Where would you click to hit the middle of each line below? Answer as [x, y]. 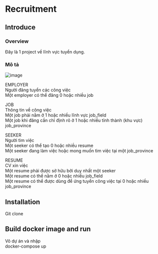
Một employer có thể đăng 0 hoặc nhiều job [49, 95]
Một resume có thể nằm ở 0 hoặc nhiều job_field [54, 176]
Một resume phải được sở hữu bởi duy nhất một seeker [61, 171]
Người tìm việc [20, 141]
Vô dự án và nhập [23, 241]
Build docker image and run [48, 229]
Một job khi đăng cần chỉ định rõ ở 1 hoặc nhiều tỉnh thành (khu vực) [74, 120]
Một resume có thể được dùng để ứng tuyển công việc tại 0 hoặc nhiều [77, 181]
